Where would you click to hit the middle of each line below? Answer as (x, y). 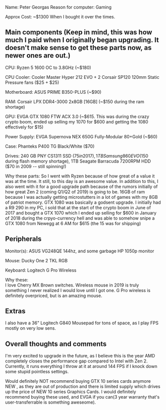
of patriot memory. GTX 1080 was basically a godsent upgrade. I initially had (83, 202)
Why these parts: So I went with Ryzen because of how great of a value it (80, 176)
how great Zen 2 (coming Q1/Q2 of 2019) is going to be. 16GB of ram (75, 192)
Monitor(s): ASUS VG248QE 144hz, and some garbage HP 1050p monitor (80, 251)
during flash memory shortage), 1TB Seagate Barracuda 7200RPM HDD (78, 161)
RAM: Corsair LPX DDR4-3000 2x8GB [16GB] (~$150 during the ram (75, 102)
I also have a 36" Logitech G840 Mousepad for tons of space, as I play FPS (82, 323)
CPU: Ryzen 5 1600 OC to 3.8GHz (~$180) (48, 67)
